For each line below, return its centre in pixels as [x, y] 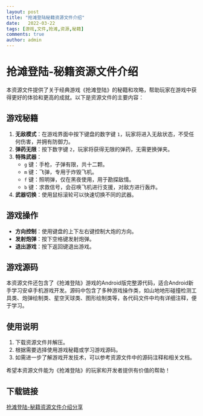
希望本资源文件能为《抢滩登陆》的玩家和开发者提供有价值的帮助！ [88, 371]
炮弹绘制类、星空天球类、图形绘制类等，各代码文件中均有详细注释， [107, 298]
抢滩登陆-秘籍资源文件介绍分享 [45, 407]
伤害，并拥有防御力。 [47, 141]
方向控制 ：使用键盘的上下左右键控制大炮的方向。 [76, 231]
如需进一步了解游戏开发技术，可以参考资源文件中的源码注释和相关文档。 [105, 357]
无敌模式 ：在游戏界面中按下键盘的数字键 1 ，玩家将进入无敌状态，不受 [102, 134]
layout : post [23, 12]
